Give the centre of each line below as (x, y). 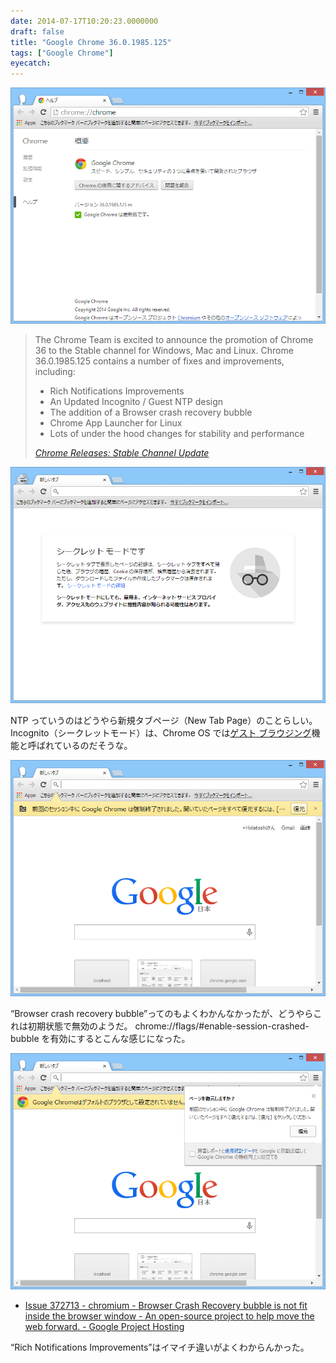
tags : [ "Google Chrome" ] (62, 53)
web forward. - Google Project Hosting (104, 1327)
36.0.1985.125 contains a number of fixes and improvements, (159, 361)
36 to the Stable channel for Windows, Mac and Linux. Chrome (164, 351)
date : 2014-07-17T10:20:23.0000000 (84, 21)
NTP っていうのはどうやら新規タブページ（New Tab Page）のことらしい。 (164, 721)
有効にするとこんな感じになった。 (120, 1039)
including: (55, 372)
